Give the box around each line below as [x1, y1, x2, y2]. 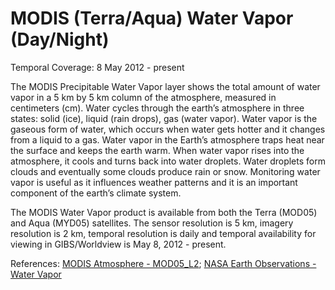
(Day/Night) [10, 28, 110, 51]
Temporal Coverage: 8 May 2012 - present [10, 61, 185, 73]
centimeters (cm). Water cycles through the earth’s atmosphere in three [10, 102, 305, 114]
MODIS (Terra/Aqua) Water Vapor [10, 7, 294, 30]
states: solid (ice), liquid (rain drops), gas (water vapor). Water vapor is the [10, 112, 318, 124]
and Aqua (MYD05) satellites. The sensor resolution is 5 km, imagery [10, 217, 294, 229]
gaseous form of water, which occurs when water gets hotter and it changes [10, 123, 326, 135]
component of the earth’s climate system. [10, 187, 182, 199]
